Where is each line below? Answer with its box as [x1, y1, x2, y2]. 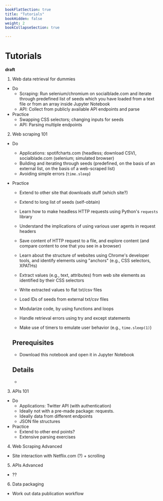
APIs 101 [12, 388, 29, 394]
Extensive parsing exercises [19, 434, 76, 440]
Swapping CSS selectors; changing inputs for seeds [19, 116, 124, 122]
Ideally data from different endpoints [19, 413, 93, 419]
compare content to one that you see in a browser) [19, 243, 122, 249]
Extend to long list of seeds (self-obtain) [19, 199, 101, 205]
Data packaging [12, 481, 44, 487]
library [19, 214, 33, 220]
